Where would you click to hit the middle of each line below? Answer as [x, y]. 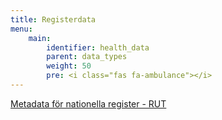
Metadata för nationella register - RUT [88, 103]
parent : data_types [87, 57]
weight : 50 [69, 66]
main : [40, 38]
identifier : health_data [98, 47]
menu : [21, 29]
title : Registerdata [53, 19]
